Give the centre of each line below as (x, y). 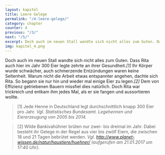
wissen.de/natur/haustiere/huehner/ (54, 142)
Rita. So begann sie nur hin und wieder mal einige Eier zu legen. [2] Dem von (82, 81)
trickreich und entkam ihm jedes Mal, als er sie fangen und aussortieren (78, 92)
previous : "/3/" (22, 32)
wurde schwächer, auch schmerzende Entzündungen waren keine (72, 71)
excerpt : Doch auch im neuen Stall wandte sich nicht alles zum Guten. (80, 42)
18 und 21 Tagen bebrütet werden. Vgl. (56, 137)
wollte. (12, 97)
